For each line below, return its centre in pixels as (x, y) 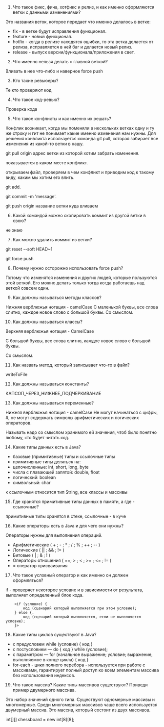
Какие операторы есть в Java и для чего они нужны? (68, 526)
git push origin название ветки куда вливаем (52, 206)
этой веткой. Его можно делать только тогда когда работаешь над (75, 283)
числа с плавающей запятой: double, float (56, 472)
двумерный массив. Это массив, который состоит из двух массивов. (78, 710)
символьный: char (31, 483)
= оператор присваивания (40, 565)
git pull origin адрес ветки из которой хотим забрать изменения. (72, 153)
